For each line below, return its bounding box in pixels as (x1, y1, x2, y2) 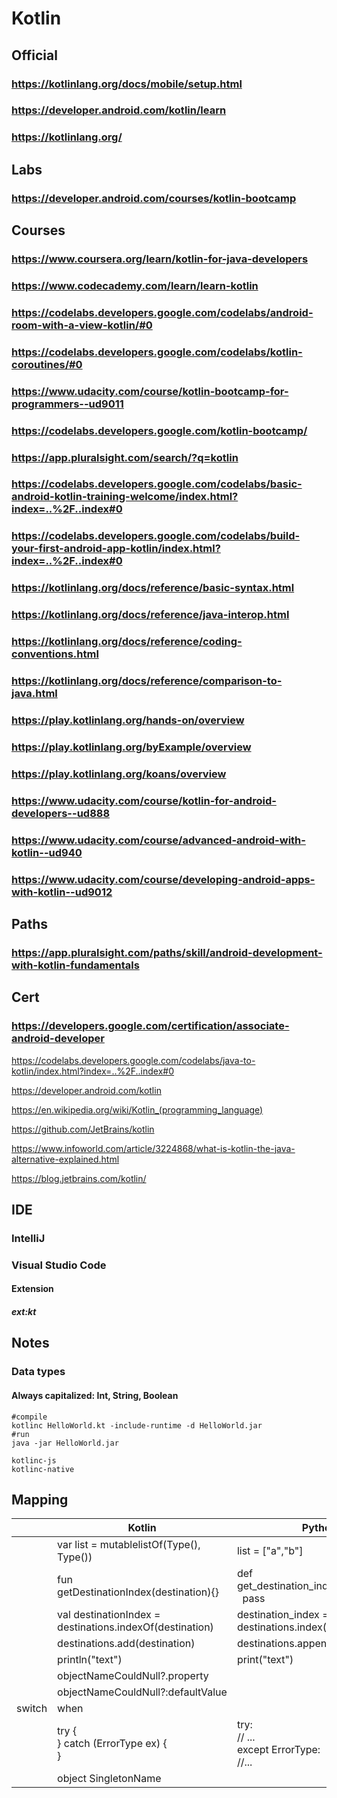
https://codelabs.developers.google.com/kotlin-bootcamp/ (11, 423, 308, 437)
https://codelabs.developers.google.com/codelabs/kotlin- (11, 345, 303, 359)
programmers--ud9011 (11, 397, 124, 411)
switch (16, 1702, 48, 1716)
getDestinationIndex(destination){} (57, 1585, 220, 1599)
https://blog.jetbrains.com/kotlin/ (11, 1172, 147, 1184)
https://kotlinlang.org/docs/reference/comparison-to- (11, 674, 283, 688)
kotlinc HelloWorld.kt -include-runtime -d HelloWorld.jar (11, 1420, 263, 1431)
